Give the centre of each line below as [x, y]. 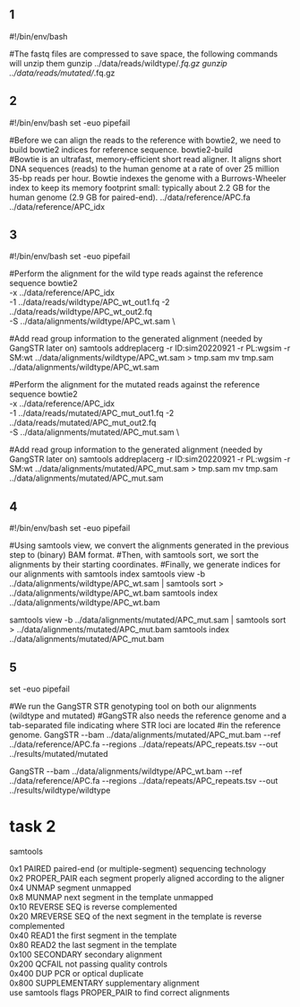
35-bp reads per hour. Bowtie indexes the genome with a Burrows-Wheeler [148, 178]
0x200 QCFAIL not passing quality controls [89, 964]
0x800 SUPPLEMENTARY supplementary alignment [104, 983]
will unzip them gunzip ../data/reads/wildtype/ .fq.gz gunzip [119, 63]
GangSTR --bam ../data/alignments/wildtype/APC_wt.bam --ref [126, 771]
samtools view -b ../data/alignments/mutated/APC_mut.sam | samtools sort [148, 620]
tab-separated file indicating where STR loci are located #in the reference [145, 725]
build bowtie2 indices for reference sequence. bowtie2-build [121, 149]
